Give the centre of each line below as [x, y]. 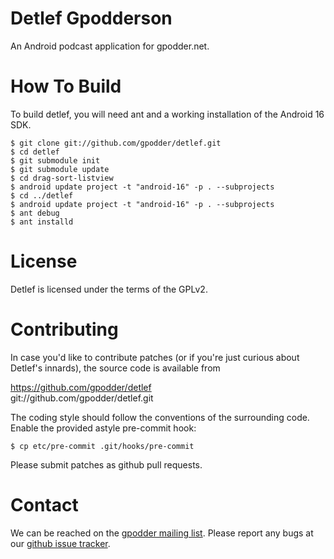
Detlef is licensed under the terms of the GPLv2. [109, 289]
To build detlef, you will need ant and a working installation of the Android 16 [167, 114]
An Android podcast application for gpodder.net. [110, 46]
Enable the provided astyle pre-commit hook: [103, 428]
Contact [44, 504]
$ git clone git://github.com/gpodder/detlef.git [116, 143]
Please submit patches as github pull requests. [106, 464]
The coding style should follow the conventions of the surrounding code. [160, 417]
